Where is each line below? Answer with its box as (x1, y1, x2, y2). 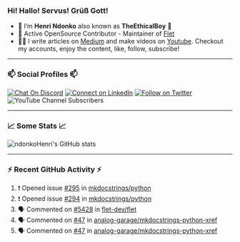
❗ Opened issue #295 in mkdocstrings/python (17, 184, 151, 192)
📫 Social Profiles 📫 (7, 70, 78, 80)
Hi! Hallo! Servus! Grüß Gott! (7, 6, 109, 16)
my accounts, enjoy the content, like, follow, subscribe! (17, 45, 180, 53)
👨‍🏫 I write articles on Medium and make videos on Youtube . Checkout (17, 37, 224, 46)
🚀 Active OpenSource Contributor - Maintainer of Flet (17, 29, 175, 38)
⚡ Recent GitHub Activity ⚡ (7, 164, 102, 174)
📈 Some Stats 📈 (7, 120, 66, 130)
